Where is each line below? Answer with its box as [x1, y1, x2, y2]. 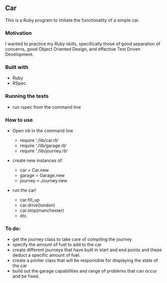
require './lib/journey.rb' [19, 148, 68, 153]
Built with [5, 64, 29, 71]
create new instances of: [12, 157, 64, 163]
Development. [5, 52, 34, 58]
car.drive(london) [19, 202, 56, 208]
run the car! [12, 187, 36, 193]
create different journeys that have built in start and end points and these [12, 247, 162, 253]
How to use [5, 116, 33, 123]
